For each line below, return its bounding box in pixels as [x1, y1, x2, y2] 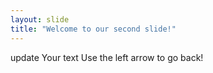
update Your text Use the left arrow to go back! [10, 51, 204, 63]
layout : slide [10, 14, 70, 25]
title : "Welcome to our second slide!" [10, 24, 177, 34]
